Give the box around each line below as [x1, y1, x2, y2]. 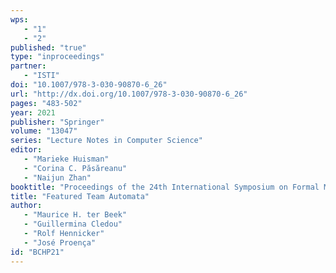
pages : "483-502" [10, 98, 83, 108]
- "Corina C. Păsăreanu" [23, 163, 128, 173]
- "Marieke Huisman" [23, 154, 110, 164]
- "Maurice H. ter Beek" [23, 210, 128, 220]
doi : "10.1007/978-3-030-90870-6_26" [10, 80, 168, 90]
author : [10, 201, 43, 211]
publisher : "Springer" [10, 117, 105, 127]
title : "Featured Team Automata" [10, 191, 150, 201]
